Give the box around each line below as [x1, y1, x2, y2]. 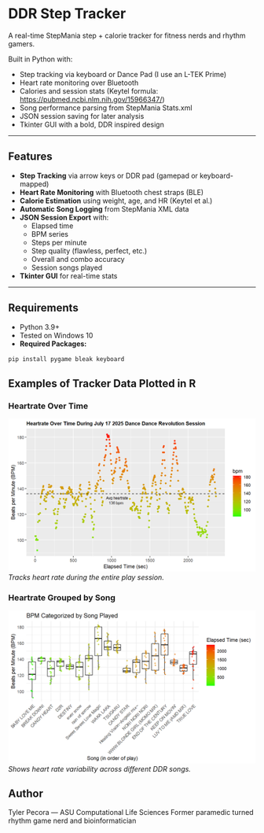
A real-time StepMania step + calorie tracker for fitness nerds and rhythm [8, 31, 246, 40]
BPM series [31, 229, 69, 238]
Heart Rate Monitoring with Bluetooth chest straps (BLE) [19, 187, 204, 197]
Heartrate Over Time [8, 400, 89, 411]
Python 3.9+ [19, 322, 60, 331]
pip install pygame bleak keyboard [8, 355, 125, 363]
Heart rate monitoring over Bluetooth [19, 78, 139, 87]
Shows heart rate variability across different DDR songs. [8, 764, 191, 773]
